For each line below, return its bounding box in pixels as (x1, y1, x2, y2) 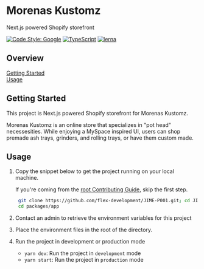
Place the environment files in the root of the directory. (15, 226, 153, 234)
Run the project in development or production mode (15, 238, 146, 245)
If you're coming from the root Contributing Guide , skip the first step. (15, 186, 188, 193)
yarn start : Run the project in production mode (24, 256, 144, 264)
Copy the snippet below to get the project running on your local (15, 168, 175, 175)
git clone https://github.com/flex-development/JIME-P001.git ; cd (18, 198, 191, 204)
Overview (6, 53, 44, 64)
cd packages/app (18, 203, 60, 209)
